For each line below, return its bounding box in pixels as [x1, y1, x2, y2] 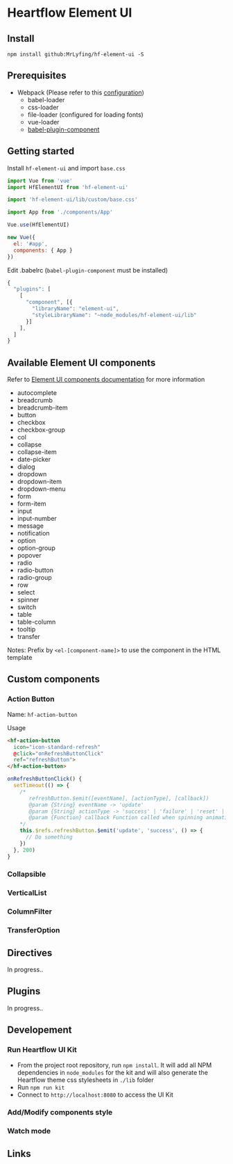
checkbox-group [17, 426, 66, 434]
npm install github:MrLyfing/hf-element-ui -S [7, 51, 144, 58]
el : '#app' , [13, 240, 49, 248]
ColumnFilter [7, 907, 52, 916]
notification [17, 529, 50, 537]
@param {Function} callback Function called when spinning [28, 814, 203, 821]
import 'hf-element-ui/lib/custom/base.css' [7, 196, 138, 203]
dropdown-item [17, 478, 62, 486]
